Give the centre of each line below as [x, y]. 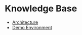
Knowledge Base [41, 9]
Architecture [25, 22]
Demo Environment [32, 27]
